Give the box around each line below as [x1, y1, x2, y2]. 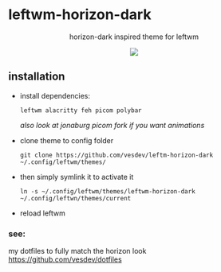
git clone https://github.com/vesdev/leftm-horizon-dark [19, 151, 214, 159]
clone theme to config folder [19, 135, 114, 145]
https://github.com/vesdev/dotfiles [8, 255, 122, 264]
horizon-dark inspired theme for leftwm [69, 32, 199, 41]
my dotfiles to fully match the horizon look [8, 247, 147, 256]
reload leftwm [19, 208, 66, 218]
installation [8, 70, 65, 84]
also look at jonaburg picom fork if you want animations [19, 120, 205, 130]
